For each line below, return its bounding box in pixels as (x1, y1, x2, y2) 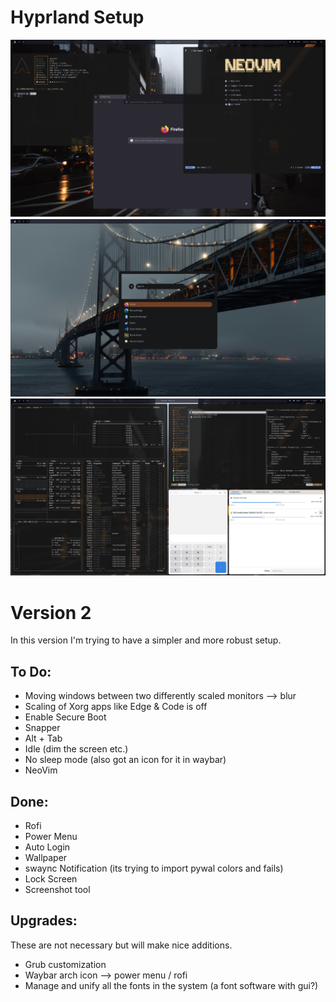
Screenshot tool (24, 883, 91, 895)
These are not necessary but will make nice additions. (10, 939, 233, 951)
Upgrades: (10, 912, 78, 930)
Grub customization (24, 958, 107, 970)
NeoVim (24, 764, 58, 776)
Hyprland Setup (10, 6, 145, 29)
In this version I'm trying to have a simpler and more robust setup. (10, 634, 282, 646)
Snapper (24, 722, 61, 734)
